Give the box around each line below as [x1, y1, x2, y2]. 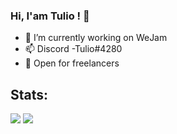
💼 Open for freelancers [24, 57, 120, 69]
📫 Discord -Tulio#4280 [24, 43, 123, 55]
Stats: [10, 86, 49, 103]
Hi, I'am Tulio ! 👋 [10, 9, 90, 23]
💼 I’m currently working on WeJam [24, 32, 168, 44]
